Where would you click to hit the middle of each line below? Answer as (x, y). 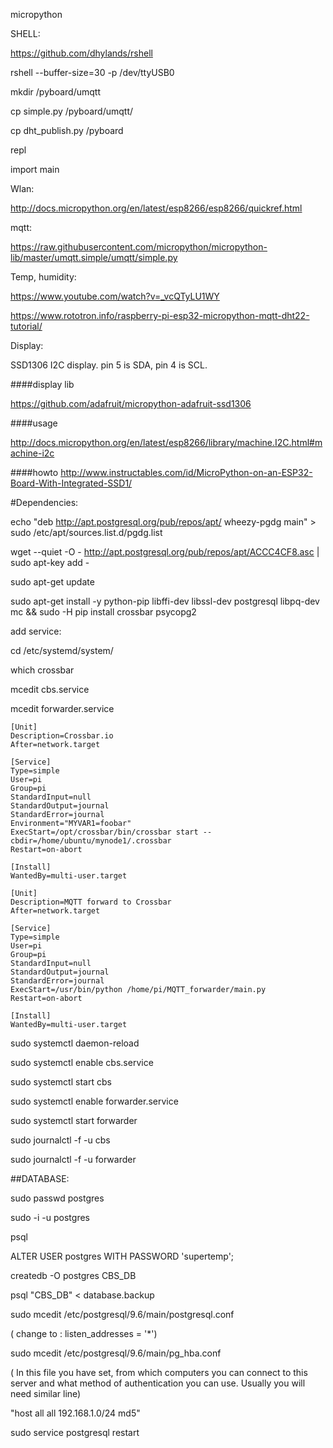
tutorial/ (26, 326)
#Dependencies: (44, 502)
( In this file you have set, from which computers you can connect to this (159, 1372)
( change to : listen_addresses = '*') (84, 1333)
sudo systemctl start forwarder (74, 1120)
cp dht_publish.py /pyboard (67, 130)
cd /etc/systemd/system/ (62, 650)
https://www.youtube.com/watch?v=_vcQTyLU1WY (115, 296)
